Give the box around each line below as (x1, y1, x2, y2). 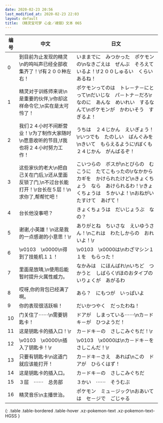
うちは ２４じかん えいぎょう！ (76, 126, 154, 133)
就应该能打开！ (19, 360, 53, 367)
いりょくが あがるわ (76, 277, 125, 284)
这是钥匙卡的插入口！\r (19, 328, 72, 335)
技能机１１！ (29, 253, 58, 260)
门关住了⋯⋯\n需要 (19, 312, 63, 318)
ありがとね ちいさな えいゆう (76, 222, 149, 229)
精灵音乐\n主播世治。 (19, 392, 68, 398)
